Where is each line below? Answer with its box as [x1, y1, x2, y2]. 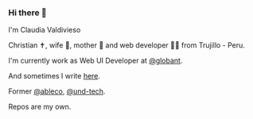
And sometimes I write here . [8, 71, 101, 81]
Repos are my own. [8, 102, 72, 112]
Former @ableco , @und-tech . [8, 86, 106, 96]
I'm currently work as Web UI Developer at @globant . [8, 56, 183, 66]
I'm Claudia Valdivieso [8, 25, 81, 35]
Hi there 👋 [8, 7, 48, 18]
